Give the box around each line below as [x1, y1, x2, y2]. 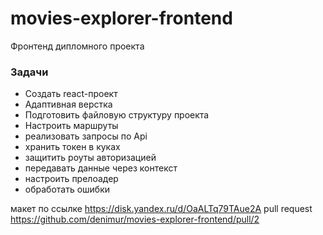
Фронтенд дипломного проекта [10, 40, 145, 52]
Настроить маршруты [24, 120, 119, 132]
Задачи [10, 65, 49, 79]
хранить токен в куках [24, 141, 121, 153]
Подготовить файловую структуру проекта [24, 109, 210, 121]
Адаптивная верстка [24, 98, 113, 111]
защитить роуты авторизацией [24, 152, 157, 164]
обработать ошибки [24, 183, 111, 196]
